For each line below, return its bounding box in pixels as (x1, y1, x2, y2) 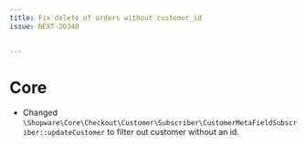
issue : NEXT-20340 (9, 22, 79, 31)
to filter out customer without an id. (106, 127, 239, 138)
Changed (22, 107, 58, 119)
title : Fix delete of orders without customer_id (9, 13, 203, 23)
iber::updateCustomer (22, 129, 105, 138)
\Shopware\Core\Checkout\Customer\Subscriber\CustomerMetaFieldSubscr (22, 119, 298, 128)
